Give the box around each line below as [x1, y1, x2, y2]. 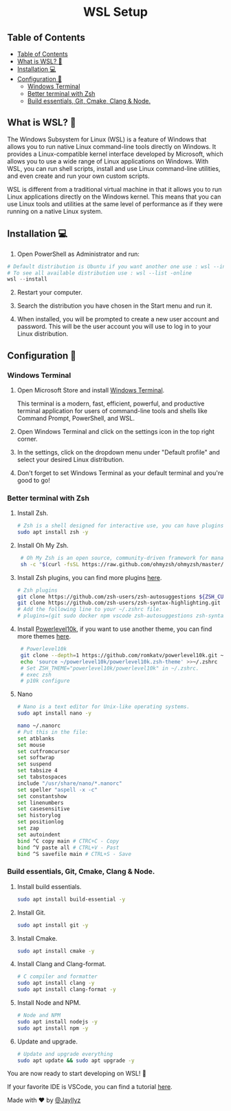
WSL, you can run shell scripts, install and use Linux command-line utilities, [7, 164, 221, 172]
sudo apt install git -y [16, 921, 89, 928]
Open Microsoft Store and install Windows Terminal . [16, 386, 165, 394]
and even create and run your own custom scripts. [7, 172, 150, 180]
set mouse [16, 741, 46, 748]
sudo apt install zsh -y [16, 529, 89, 536]
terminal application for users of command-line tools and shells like [16, 406, 208, 414]
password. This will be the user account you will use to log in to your [16, 322, 212, 331]
